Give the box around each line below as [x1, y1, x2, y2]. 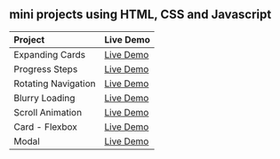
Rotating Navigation [13, 77, 96, 90]
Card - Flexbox [13, 120, 77, 132]
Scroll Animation [13, 106, 83, 118]
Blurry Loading [13, 91, 76, 104]
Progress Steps [13, 62, 78, 75]
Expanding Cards [13, 48, 86, 60]
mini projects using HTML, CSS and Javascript [9, 7, 272, 22]
